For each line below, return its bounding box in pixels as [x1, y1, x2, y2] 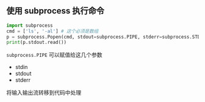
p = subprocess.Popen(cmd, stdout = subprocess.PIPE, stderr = [6, 34, 163, 40]
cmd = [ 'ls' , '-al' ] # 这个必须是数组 [6, 28, 99, 34]
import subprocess [6, 22, 53, 29]
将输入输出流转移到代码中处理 [6, 89, 81, 97]
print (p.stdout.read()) [6, 39, 67, 46]
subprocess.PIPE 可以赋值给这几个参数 [6, 51, 103, 59]
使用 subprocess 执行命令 [6, 5, 105, 16]
